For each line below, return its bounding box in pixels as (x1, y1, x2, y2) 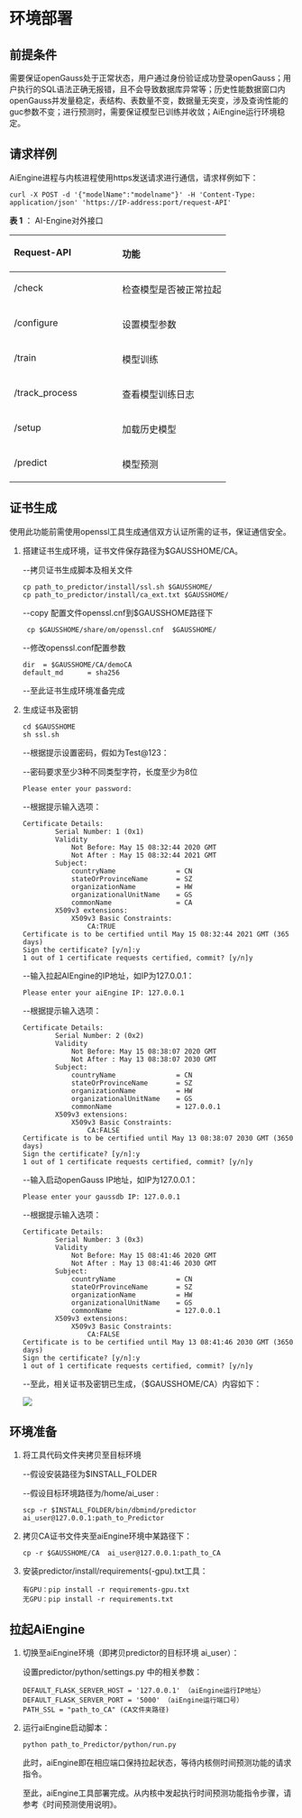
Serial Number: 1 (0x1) (55, 827, 144, 836)
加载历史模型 (122, 423, 178, 436)
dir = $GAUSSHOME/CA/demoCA (22, 660, 133, 669)
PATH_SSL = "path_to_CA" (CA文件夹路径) (22, 1705, 169, 1714)
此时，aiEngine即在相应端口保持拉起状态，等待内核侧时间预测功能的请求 (22, 1758, 292, 1768)
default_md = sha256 (22, 668, 120, 677)
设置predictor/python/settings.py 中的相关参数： (22, 1666, 203, 1677)
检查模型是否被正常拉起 (122, 283, 223, 296)
